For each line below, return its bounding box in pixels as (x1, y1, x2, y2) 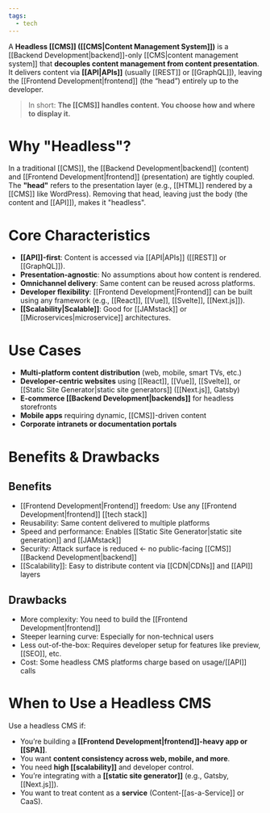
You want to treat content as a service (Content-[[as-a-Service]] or (19, 788, 244, 798)
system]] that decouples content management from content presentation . (8, 58, 260, 69)
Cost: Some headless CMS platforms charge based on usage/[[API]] (19, 657, 247, 667)
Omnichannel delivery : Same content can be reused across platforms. (19, 279, 255, 288)
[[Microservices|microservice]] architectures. (19, 312, 172, 323)
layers (19, 570, 41, 580)
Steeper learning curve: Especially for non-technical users (19, 631, 214, 642)
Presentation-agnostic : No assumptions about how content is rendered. (19, 270, 262, 279)
